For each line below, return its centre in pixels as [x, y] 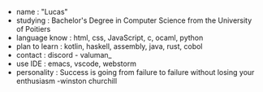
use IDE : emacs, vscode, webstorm [76, 64]
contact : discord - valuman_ [64, 55]
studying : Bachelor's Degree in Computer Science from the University [134, 20]
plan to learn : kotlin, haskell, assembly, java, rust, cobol [109, 46]
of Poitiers [33, 29]
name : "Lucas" [42, 12]
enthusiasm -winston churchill [67, 81]
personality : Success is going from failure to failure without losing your [135, 72]
